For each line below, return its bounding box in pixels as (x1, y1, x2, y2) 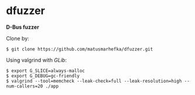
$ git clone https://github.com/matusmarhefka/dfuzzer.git (6, 46, 153, 52)
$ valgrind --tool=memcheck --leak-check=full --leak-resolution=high (6, 78, 182, 84)
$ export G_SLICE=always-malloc (6, 67, 85, 74)
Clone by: (6, 35, 29, 42)
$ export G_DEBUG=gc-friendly (6, 73, 80, 79)
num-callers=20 (6, 83, 43, 89)
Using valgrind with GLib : (6, 56, 67, 63)
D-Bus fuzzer (6, 23, 39, 30)
